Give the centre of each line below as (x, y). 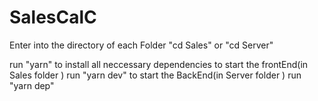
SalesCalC (53, 17)
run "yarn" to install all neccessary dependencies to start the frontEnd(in (159, 64)
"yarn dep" (32, 85)
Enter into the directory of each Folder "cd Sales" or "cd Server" (141, 45)
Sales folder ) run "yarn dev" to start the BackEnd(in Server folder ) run (155, 75)
